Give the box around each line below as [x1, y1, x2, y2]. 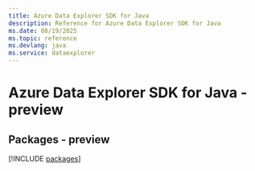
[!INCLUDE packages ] [8, 154, 81, 163]
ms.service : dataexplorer [8, 49, 95, 57]
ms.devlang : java [8, 42, 67, 50]
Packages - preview [8, 132, 110, 146]
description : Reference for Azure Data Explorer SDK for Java [8, 19, 221, 27]
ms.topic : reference [8, 34, 78, 43]
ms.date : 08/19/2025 [8, 26, 78, 35]
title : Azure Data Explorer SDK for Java [8, 11, 150, 20]
